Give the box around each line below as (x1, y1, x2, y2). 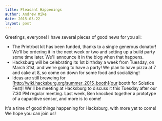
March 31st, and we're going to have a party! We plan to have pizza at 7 (12, 65, 156, 71)
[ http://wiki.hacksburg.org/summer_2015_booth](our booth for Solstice (12, 80, 155, 86)
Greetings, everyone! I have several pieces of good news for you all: (5, 34, 142, 40)
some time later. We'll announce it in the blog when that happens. (12, 54, 144, 60)
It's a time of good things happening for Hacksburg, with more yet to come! (5, 105, 157, 111)
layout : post (5, 21, 32, 26)
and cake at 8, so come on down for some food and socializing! (12, 70, 140, 76)
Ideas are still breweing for (12, 75, 66, 81)
